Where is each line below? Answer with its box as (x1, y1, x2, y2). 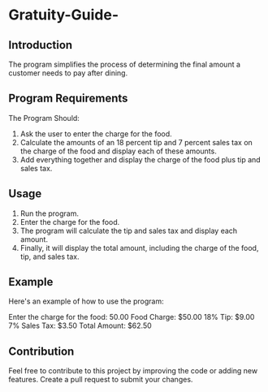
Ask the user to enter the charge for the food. (19, 128, 172, 139)
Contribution (8, 344, 75, 358)
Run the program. (19, 209, 80, 218)
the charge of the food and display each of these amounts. (19, 146, 217, 156)
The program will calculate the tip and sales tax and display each (19, 226, 238, 235)
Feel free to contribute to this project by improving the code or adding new (8, 366, 258, 376)
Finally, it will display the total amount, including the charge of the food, (19, 243, 259, 252)
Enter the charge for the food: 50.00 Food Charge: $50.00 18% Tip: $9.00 (8, 312, 255, 322)
